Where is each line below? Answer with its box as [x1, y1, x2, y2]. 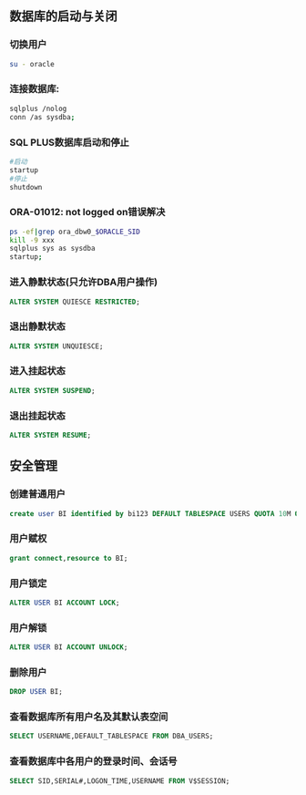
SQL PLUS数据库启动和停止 [9, 136, 129, 149]
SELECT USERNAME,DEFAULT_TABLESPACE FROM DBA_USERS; [9, 732, 214, 741]
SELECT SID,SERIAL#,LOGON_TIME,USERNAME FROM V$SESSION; [9, 776, 230, 786]
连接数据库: [9, 83, 60, 96]
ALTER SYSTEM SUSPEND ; [9, 386, 96, 395]
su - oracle [9, 59, 55, 68]
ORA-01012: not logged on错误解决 [9, 206, 166, 219]
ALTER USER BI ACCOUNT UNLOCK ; [9, 643, 128, 652]
